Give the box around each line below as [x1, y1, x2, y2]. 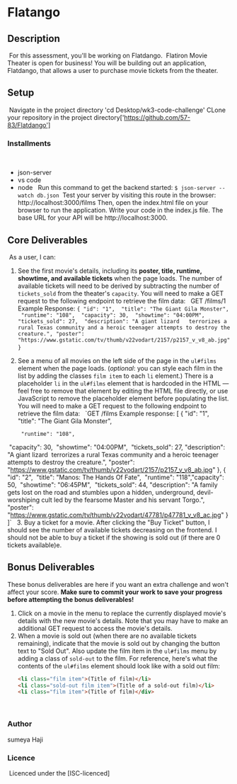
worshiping [7, 495, 40, 504]
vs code [17, 176, 42, 184]
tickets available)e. [7, 540, 62, 549]
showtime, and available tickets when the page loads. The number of [17, 274, 223, 282]
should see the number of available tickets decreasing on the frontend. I [7, 525, 217, 534]
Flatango [7, 4, 61, 21]
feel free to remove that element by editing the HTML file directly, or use [17, 386, 229, 395]
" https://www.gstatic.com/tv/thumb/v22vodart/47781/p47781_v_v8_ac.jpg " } [7, 510, 229, 519]
